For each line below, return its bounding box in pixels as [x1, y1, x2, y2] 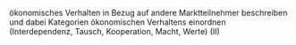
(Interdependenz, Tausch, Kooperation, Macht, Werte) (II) [9, 26, 221, 36]
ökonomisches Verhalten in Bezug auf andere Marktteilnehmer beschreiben [9, 8, 288, 18]
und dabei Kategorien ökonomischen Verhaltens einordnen [9, 17, 226, 27]
